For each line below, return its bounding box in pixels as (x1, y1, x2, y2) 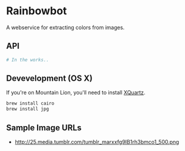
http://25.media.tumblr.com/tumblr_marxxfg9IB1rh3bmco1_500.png (14, 139, 180, 145)
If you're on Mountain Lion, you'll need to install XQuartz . (6, 89, 146, 96)
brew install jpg (6, 106, 49, 112)
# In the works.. (6, 56, 49, 63)
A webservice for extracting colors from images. (6, 24, 125, 31)
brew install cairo (6, 100, 55, 106)
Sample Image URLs (6, 122, 82, 133)
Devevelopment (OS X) (6, 73, 93, 84)
